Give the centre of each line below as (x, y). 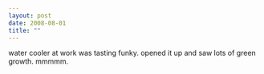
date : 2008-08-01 (37, 23)
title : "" (25, 30)
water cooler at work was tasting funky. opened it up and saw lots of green (132, 53)
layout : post (30, 16)
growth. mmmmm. (39, 61)
